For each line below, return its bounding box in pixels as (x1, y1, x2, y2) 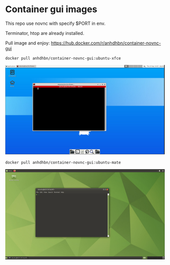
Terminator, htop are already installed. (5, 30, 84, 36)
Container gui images (5, 4, 98, 15)
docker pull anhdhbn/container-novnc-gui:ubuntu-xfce (5, 56, 121, 61)
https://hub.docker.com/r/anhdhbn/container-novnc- (51, 40, 161, 46)
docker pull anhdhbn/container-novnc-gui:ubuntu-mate (5, 160, 121, 165)
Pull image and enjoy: (5, 40, 50, 46)
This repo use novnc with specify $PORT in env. (5, 20, 106, 26)
